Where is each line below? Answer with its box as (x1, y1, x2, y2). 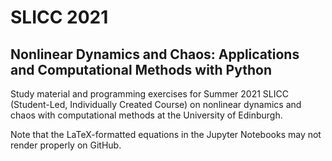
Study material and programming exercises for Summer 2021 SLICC (10, 88, 289, 100)
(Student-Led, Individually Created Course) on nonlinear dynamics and (10, 99, 302, 110)
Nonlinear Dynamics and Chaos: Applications (10, 46, 300, 63)
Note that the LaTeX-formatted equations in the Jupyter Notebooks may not (10, 129, 322, 140)
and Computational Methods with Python (10, 61, 272, 78)
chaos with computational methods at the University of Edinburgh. (10, 109, 283, 121)
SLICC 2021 (10, 6, 109, 29)
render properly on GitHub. (10, 139, 122, 151)
